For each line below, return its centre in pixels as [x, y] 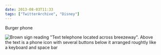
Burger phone [19, 27]
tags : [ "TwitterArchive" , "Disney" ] [42, 14]
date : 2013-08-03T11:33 [29, 9]
